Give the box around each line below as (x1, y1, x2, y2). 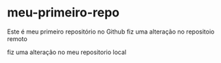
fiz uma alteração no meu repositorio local (7, 48, 127, 56)
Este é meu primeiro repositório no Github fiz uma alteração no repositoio (7, 27, 215, 36)
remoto (7, 34, 27, 42)
